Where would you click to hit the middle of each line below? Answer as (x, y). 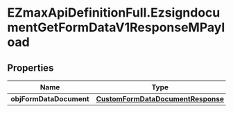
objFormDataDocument (50, 99)
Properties (31, 68)
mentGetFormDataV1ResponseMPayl (116, 27)
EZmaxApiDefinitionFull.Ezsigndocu (114, 13)
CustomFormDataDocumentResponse (160, 99)
